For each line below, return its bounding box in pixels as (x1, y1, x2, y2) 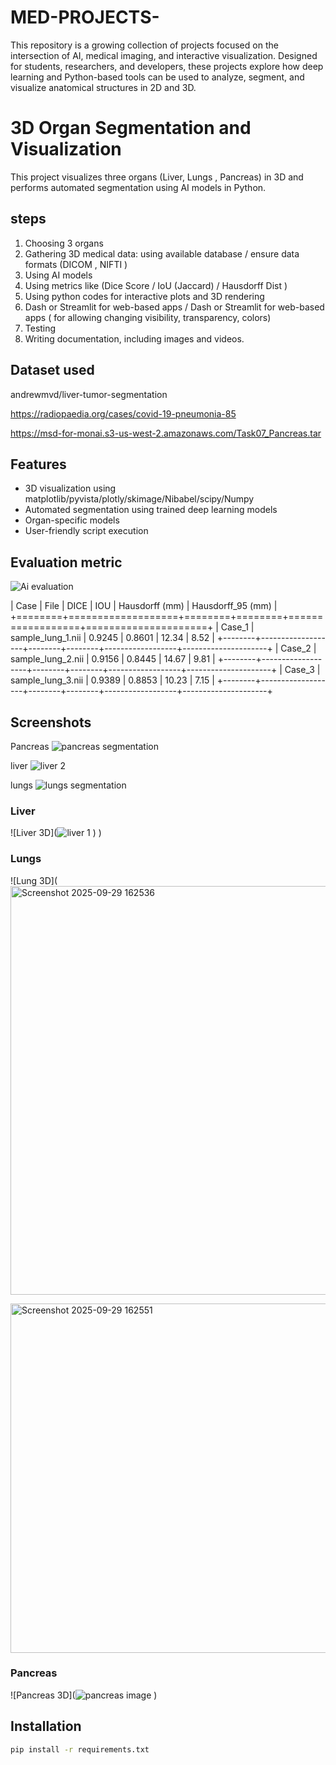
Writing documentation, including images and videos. (24, 332, 245, 345)
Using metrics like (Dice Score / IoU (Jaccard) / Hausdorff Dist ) (24, 279, 288, 291)
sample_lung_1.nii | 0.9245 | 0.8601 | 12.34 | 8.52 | (10, 632, 215, 644)
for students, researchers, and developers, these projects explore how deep (10, 60, 324, 72)
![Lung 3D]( (10, 874, 58, 886)
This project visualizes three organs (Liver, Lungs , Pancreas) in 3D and (10, 171, 304, 183)
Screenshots (10, 714, 92, 731)
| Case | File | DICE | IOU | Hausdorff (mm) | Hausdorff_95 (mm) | (10, 600, 278, 612)
